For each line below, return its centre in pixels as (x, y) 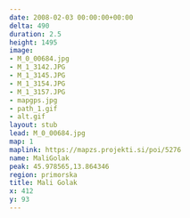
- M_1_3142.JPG (37, 68)
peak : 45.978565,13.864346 (59, 166)
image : (21, 51)
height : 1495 (33, 42)
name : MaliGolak (39, 158)
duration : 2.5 (36, 34)
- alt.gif (28, 117)
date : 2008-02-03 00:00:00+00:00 (71, 17)
